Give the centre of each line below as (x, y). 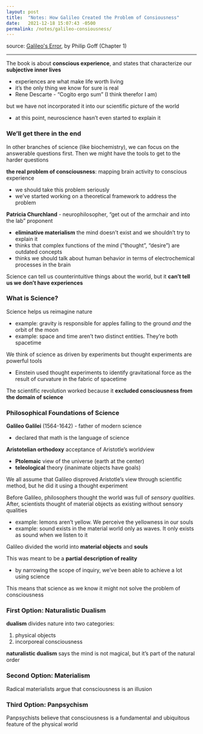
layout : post (23, 12)
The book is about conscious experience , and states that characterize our (99, 64)
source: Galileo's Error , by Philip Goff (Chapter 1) (66, 46)
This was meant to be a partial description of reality (72, 558)
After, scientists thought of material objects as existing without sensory (95, 504)
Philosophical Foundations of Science (63, 412)
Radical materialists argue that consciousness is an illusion (79, 689)
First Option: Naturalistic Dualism (56, 610)
